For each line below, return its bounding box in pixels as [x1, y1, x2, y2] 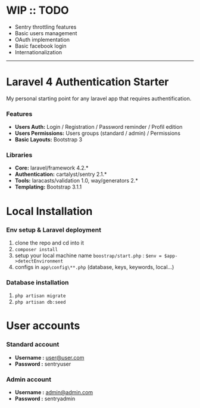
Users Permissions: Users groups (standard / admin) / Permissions [14, 129, 180, 137]
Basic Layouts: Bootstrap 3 [14, 136, 82, 143]
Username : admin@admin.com [14, 389, 93, 396]
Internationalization [14, 48, 62, 55]
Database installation [6, 278, 69, 286]
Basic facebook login [14, 42, 67, 50]
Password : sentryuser [14, 360, 71, 367]
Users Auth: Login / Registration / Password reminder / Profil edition [14, 123, 183, 131]
